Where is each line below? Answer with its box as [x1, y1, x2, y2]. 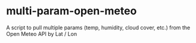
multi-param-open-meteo [6, 4, 137, 18]
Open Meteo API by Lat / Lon [6, 30, 77, 37]
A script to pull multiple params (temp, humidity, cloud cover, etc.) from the [6, 24, 191, 31]
